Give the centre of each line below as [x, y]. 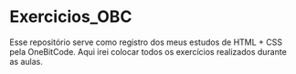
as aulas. [26, 61]
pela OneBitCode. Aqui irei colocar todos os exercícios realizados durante [148, 51]
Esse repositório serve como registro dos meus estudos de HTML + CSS [146, 42]
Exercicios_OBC [71, 17]
